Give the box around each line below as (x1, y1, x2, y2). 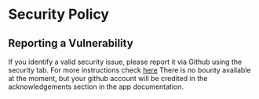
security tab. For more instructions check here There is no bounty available (8, 65, 251, 75)
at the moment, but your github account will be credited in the (8, 74, 208, 83)
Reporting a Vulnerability (8, 37, 133, 50)
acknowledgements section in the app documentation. (8, 82, 184, 91)
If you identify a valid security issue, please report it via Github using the (8, 57, 243, 66)
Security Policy (8, 5, 110, 23)
